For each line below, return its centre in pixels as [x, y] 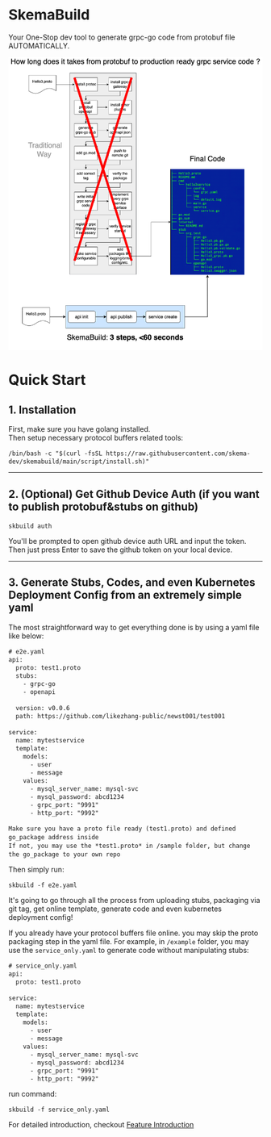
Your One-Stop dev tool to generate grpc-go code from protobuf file [122, 37]
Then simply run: [36, 869]
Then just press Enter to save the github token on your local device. [121, 550]
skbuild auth [30, 526]
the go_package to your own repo [65, 854]
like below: [26, 636]
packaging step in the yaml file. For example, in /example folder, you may [129, 941]
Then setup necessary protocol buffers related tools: [96, 438]
